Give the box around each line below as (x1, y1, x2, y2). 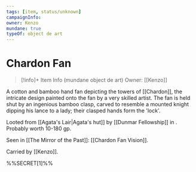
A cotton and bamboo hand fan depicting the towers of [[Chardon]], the (6, 88, 182, 96)
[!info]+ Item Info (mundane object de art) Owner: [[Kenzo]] (20, 76, 167, 84)
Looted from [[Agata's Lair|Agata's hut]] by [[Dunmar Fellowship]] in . (6, 119, 177, 126)
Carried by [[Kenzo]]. (6, 148, 59, 155)
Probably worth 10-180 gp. (6, 125, 72, 132)
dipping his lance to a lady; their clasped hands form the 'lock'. (6, 107, 161, 114)
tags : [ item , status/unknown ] (6, 8, 82, 15)
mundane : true (6, 25, 42, 32)
